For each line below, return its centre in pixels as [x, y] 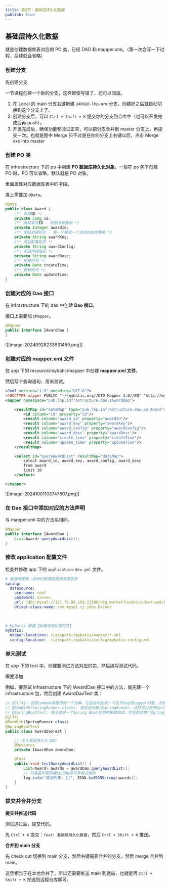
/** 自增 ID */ [28, 214]
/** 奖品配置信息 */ [34, 242]
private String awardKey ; [42, 237]
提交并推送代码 [21, 813]
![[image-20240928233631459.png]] [44, 345]
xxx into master [29, 141]
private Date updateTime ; [42, 275]
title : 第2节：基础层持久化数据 [35, 10]
